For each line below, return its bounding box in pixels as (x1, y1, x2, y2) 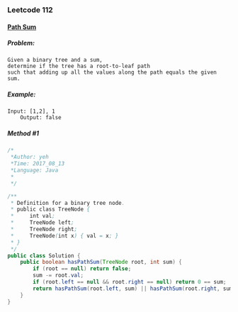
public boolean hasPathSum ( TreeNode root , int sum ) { (20, 259, 182, 266)
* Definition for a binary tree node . (10, 199, 125, 206)
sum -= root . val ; (33, 272, 84, 279)
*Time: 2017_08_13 (10, 160, 65, 167)
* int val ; (10, 213, 55, 220)
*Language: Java (10, 167, 59, 174)
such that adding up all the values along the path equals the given (7, 69, 217, 76)
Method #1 (7, 129, 40, 138)
